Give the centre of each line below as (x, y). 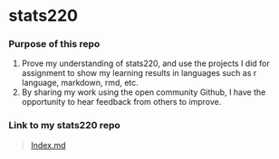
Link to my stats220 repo (64, 126)
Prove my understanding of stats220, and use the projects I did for (146, 63)
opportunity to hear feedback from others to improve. (121, 102)
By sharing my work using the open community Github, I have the (144, 92)
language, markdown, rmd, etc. (80, 83)
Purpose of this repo (54, 44)
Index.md (48, 145)
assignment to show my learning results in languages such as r (139, 73)
